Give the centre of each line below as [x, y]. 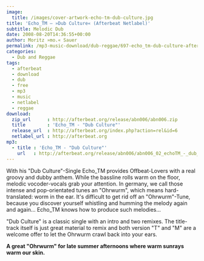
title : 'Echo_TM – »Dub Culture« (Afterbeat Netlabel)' [78, 23]
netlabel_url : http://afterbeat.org [59, 137]
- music [22, 97]
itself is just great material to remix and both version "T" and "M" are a [108, 228]
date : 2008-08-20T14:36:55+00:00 [49, 35]
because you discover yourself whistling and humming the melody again [97, 203]
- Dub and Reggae [34, 57]
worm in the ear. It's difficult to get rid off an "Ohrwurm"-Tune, [112, 197]
